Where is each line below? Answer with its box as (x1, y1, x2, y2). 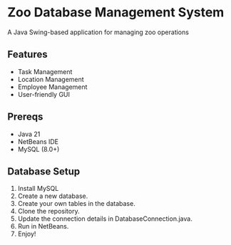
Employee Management (17, 83, 88, 91)
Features (7, 48, 48, 61)
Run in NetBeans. (17, 222, 69, 231)
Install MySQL (17, 184, 59, 193)
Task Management (17, 67, 73, 75)
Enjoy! (17, 229, 36, 239)
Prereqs (7, 111, 43, 123)
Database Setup (7, 165, 81, 177)
